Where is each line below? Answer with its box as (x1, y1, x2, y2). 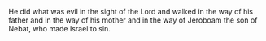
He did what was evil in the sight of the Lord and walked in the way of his (8, 7, 254, 16)
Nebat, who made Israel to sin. (8, 24, 111, 33)
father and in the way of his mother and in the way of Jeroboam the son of (8, 15, 258, 25)
